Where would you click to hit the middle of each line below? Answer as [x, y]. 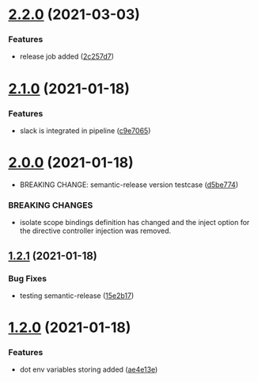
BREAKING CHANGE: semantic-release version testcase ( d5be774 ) [129, 185]
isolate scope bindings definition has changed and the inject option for [135, 223]
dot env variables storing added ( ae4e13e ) [89, 369]
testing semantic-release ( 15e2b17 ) [77, 296]
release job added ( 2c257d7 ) [67, 56]
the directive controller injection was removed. [95, 231]
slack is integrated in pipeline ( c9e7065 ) [85, 130]
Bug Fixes [28, 278]
